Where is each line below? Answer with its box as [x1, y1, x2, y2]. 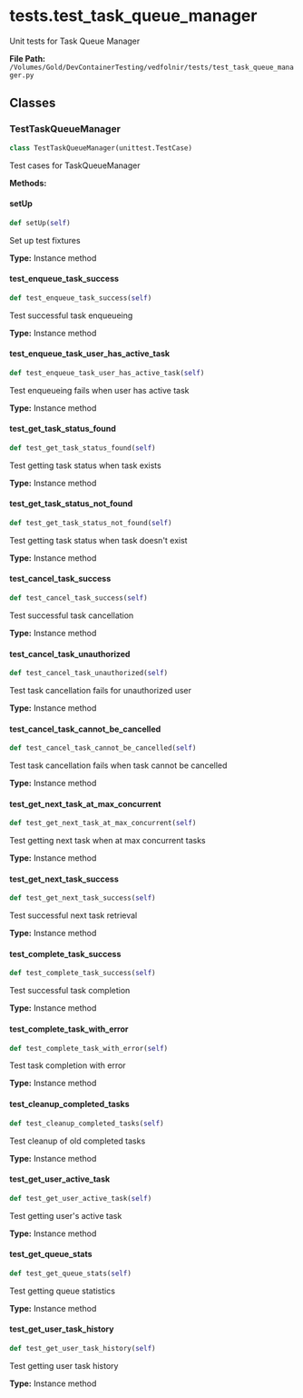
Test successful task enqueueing [9, 310, 133, 321]
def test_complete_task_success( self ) [9, 969, 156, 978]
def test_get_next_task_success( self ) [9, 894, 156, 903]
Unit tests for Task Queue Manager [9, 35, 141, 46]
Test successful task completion [9, 985, 131, 996]
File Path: [9, 53, 46, 64]
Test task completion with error [9, 1060, 126, 1071]
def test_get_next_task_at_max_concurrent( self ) [9, 819, 197, 828]
